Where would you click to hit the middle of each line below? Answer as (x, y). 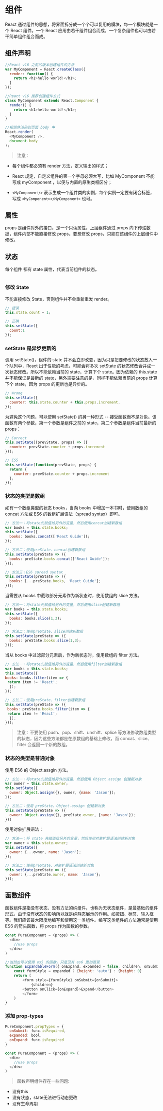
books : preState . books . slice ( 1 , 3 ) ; (45, 641)
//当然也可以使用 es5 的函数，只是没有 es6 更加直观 (52, 962)
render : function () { (31, 74)
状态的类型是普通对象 (30, 758)
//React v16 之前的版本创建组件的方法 (40, 65)
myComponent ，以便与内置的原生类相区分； (67, 182)
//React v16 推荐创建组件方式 (33, 96)
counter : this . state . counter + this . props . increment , (65, 402)
